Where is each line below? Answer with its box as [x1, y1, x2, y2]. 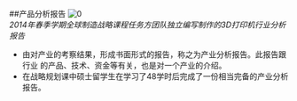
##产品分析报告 [9, 9, 66, 18]
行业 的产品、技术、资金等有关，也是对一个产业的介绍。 [21, 61, 227, 70]
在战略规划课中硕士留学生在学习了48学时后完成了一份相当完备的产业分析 [21, 71, 289, 82]
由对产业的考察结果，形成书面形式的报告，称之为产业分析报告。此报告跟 [21, 49, 286, 60]
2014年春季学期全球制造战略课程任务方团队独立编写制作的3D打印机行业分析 [9, 19, 286, 30]
